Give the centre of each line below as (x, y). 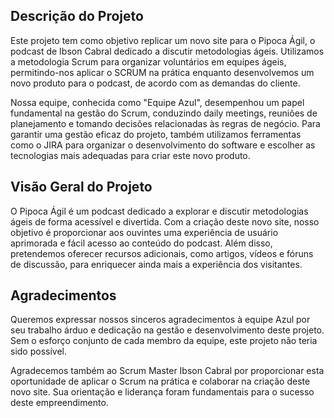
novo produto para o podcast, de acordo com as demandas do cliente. (155, 83)
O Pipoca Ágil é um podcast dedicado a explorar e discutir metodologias (159, 211)
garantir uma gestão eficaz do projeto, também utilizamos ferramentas (156, 134)
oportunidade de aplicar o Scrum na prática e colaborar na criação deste (160, 381)
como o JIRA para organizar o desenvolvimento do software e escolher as (163, 145)
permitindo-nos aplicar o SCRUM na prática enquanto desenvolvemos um (162, 72)
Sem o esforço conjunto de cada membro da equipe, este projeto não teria (164, 341)
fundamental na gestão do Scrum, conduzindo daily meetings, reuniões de (164, 113)
